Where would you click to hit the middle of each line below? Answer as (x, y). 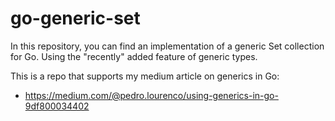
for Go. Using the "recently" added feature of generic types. (134, 56)
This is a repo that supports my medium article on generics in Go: (145, 76)
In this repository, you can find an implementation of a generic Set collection (167, 46)
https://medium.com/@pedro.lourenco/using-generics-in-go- (151, 95)
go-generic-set (75, 18)
